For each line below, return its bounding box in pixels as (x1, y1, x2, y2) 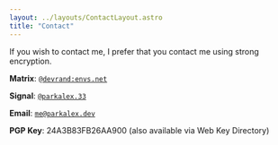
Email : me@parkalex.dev (9, 107, 96, 118)
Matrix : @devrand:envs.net (9, 72, 108, 83)
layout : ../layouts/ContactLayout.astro (9, 13, 164, 22)
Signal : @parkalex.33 (9, 90, 87, 101)
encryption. (9, 55, 52, 66)
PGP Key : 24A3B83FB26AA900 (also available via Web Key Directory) (9, 124, 270, 135)
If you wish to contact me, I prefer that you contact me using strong (9, 46, 259, 56)
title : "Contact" (9, 21, 75, 30)
